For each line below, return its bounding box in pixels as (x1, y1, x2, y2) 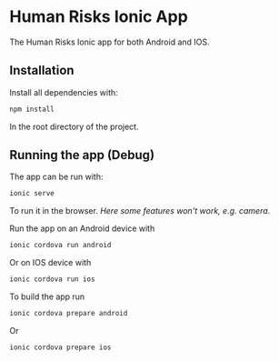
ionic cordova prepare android (9, 309, 128, 318)
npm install (9, 105, 55, 114)
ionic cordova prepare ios (9, 343, 112, 352)
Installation (9, 63, 75, 78)
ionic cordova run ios (9, 275, 95, 284)
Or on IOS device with (9, 257, 92, 268)
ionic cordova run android (9, 241, 112, 250)
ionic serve (9, 189, 55, 198)
